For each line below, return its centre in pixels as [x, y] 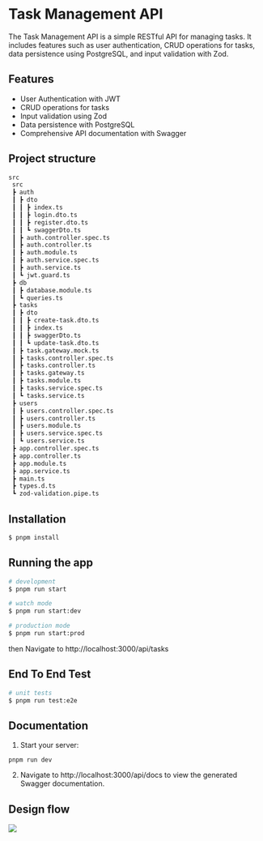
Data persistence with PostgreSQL [77, 124]
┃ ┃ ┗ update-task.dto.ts [55, 343]
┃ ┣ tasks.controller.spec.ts [63, 358]
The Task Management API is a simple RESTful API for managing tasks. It [130, 36]
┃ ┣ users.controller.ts [53, 418]
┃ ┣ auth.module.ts [45, 253]
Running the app [51, 563]
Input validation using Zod [64, 116]
